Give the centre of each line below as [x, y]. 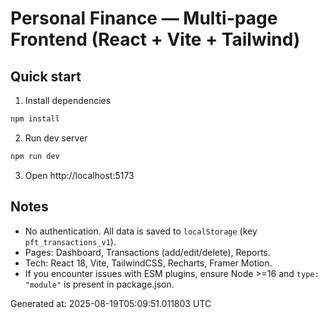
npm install [35, 119]
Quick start [46, 76]
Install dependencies [68, 100]
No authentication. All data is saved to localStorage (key [141, 231]
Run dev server [56, 138]
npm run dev [35, 156]
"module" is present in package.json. [99, 284]
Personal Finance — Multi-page [144, 18]
